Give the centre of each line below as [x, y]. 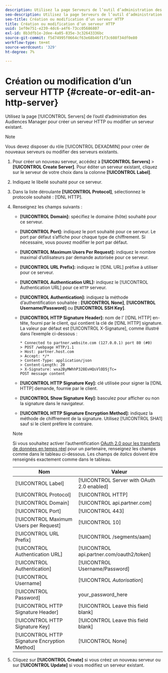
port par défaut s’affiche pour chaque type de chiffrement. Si [83, 237]
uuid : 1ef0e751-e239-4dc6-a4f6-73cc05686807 [52, 29]
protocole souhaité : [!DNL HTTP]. [47, 197]
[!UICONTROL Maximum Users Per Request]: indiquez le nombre [88, 252]
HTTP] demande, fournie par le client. [59, 389]
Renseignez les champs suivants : [47, 207]
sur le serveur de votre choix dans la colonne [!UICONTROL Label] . [82, 172]
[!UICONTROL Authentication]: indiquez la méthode [74, 298]
